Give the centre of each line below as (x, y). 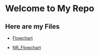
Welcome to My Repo (50, 9)
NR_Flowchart (26, 47)
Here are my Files (32, 27)
